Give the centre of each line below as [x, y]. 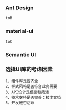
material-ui [19, 31]
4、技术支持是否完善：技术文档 [33, 97]
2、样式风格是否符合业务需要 [31, 86]
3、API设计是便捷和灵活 [27, 92]
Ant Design [19, 8]
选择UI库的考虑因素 [29, 69]
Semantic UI [21, 54]
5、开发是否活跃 [20, 103]
